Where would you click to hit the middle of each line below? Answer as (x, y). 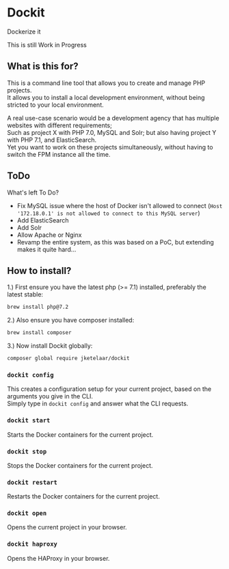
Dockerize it (24, 31)
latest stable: (25, 294)
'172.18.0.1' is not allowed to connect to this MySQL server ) (108, 213)
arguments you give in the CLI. (50, 396)
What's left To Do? (33, 192)
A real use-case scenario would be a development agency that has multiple (113, 118)
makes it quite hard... (46, 249)
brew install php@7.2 (38, 307)
